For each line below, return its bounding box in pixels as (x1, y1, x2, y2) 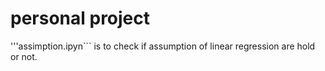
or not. (10, 50, 38, 62)
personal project (10, 7, 151, 30)
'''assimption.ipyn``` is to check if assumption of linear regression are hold (10, 40, 316, 52)
